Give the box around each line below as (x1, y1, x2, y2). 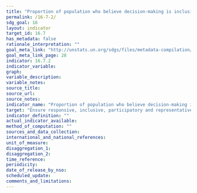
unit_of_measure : (6, 139, 49, 146)
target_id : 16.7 (6, 31, 46, 36)
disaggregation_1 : (6, 145, 51, 151)
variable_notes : (6, 80, 46, 86)
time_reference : (6, 157, 46, 162)
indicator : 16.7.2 (6, 58, 51, 64)
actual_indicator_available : (6, 118, 77, 124)
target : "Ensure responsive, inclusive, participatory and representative (6, 107, 193, 113)
